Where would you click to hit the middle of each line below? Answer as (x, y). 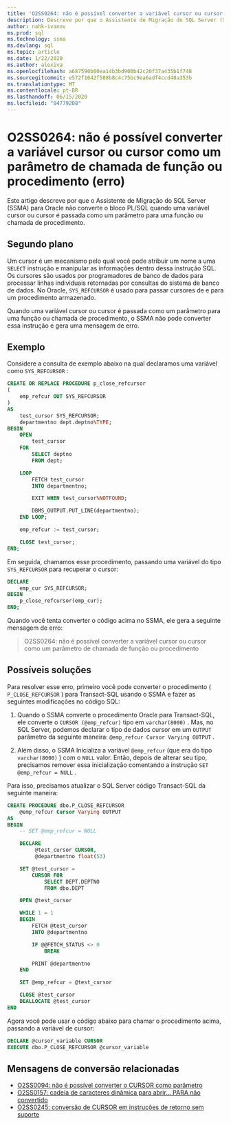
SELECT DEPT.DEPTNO (71, 882)
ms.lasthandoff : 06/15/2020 (47, 97)
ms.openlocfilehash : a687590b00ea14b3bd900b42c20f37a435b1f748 (100, 71)
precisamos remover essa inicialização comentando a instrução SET (113, 765)
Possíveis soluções (49, 670)
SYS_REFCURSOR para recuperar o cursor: (63, 569)
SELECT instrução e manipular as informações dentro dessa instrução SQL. (112, 268)
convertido (32, 1100)
